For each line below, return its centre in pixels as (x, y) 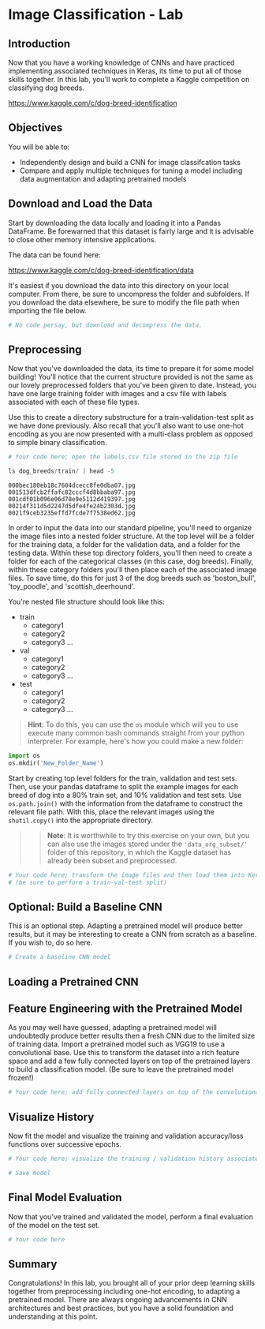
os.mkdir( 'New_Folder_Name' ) (56, 763)
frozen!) (21, 1078)
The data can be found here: (54, 255)
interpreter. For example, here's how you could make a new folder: (135, 741)
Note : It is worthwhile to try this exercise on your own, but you (148, 835)
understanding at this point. (53, 1316)
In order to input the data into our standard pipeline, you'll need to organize (130, 528)
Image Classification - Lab (96, 15)
